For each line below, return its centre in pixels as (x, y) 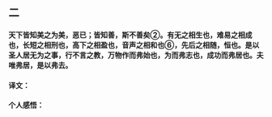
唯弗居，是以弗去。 (40, 65)
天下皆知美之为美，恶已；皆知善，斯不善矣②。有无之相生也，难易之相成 (130, 35)
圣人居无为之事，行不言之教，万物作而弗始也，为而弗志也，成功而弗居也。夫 (136, 55)
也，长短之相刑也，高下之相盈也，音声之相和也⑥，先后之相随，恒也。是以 (134, 44)
